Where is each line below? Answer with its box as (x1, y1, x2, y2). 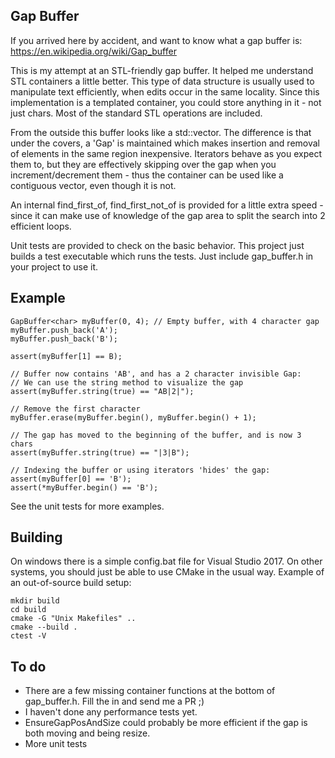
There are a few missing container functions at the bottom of (24, 685, 276, 697)
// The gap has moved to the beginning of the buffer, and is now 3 (10, 430, 302, 440)
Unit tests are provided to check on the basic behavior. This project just (10, 239, 305, 251)
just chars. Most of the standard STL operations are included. (10, 107, 263, 119)
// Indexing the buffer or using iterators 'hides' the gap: (10, 465, 271, 475)
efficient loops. (10, 220, 72, 232)
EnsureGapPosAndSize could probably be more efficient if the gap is (24, 717, 308, 729)
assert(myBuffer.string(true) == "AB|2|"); (10, 386, 195, 396)
